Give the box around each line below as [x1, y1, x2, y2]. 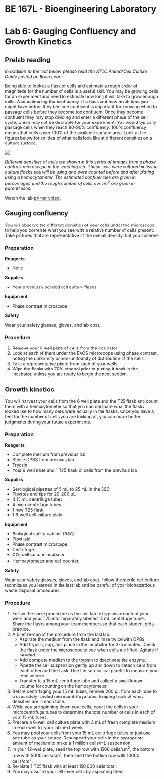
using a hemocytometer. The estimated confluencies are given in [5, 174, 136, 180]
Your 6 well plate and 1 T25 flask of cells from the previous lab [12, 467, 138, 473]
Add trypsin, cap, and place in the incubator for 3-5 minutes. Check [19, 642, 156, 648]
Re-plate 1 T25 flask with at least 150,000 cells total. [12, 763, 117, 769]
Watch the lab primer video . [5, 195, 61, 201]
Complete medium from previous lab [12, 451, 86, 457]
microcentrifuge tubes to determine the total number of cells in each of [12, 709, 155, 715]
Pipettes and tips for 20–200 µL [12, 492, 76, 497]
